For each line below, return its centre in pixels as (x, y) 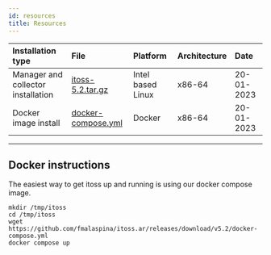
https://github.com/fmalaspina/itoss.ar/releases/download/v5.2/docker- (133, 229)
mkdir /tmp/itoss (38, 208)
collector (29, 84)
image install (36, 123)
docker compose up (39, 243)
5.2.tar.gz (90, 90)
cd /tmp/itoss (32, 215)
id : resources (32, 16)
